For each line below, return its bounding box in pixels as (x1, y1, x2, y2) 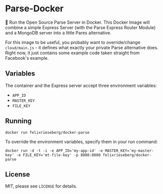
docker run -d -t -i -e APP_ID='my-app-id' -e (5, 148, 103, 153)
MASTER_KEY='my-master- (105, 148, 154, 153)
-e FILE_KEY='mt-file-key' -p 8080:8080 (16, 153, 101, 157)
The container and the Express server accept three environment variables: (5, 82, 157, 88)
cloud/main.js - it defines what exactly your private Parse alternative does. (5, 44, 159, 50)
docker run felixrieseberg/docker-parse (5, 130, 90, 135)
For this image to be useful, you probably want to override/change (5, 39, 140, 45)
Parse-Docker (5, 3, 64, 14)
